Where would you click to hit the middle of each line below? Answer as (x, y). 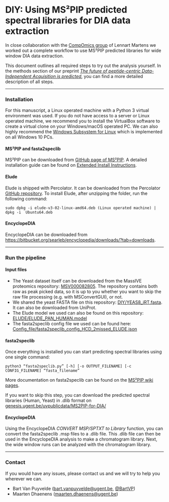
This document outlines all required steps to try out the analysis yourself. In (83, 65)
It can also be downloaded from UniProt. (54, 307)
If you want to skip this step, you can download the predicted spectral (77, 395)
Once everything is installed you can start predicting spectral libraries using (83, 352)
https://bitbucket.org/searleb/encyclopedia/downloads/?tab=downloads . (80, 240)
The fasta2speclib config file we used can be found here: (72, 323)
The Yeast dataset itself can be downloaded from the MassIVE (77, 280)
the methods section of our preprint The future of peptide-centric (73, 71)
